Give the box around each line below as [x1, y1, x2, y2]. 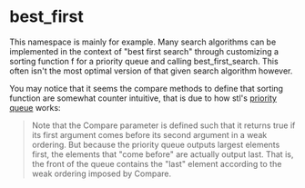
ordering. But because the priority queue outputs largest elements [31, 139, 280, 150]
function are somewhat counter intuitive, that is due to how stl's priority [9, 93, 278, 104]
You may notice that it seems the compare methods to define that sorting [9, 83, 284, 94]
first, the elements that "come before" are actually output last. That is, [31, 148, 294, 160]
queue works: [9, 102, 61, 113]
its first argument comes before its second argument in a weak [31, 129, 268, 140]
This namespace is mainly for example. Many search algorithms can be [9, 36, 277, 47]
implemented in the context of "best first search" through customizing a [9, 45, 280, 56]
